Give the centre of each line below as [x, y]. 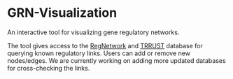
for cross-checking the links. [49, 68]
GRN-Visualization [62, 13]
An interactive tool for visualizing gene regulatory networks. [93, 32]
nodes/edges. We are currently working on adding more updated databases [116, 60]
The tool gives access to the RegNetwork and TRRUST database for [105, 45]
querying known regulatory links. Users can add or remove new [99, 53]
